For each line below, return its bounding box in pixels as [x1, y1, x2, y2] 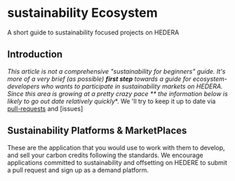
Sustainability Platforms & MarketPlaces [7, 125, 187, 137]
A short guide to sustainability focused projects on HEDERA [7, 28, 180, 36]
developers [7, 82, 40, 90]
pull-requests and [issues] [7, 104, 83, 113]
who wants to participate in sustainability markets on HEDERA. [41, 82, 223, 90]
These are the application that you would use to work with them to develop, [7, 143, 226, 152]
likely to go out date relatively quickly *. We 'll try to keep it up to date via [7, 97, 216, 105]
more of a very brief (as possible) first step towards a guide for [7, 74, 192, 83]
